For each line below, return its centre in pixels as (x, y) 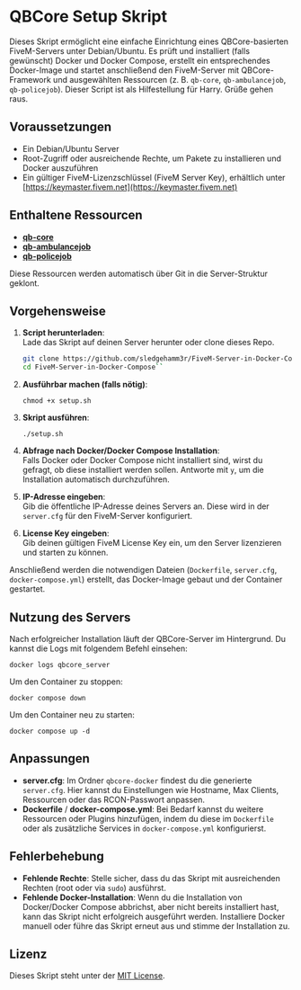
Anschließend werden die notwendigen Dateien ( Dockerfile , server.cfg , (143, 570)
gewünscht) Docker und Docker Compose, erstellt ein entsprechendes (140, 60)
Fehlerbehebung (57, 856)
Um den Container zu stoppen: (66, 682)
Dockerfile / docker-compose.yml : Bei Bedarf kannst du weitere (143, 809)
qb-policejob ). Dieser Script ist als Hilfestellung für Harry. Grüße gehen (142, 89)
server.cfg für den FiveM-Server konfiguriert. (107, 516)
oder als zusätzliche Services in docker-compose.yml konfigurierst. (144, 828)
